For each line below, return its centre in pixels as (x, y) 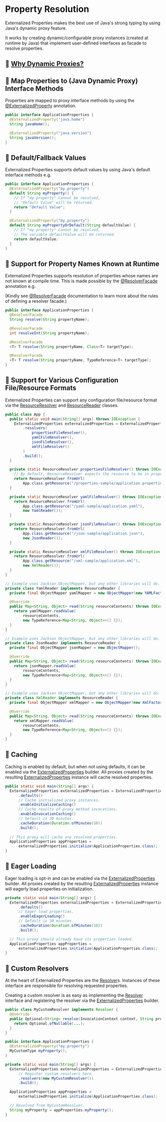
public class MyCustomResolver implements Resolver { (62, 1010)
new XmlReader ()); (42, 566)
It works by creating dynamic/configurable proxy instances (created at (77, 38)
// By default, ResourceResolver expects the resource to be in (82, 474)
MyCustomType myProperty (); (39, 1051)
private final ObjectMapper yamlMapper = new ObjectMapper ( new (76, 593)
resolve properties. (24, 48)
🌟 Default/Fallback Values (46, 158)
